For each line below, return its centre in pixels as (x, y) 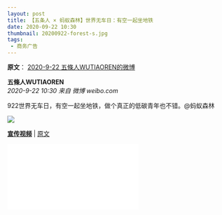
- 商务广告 (24, 46)
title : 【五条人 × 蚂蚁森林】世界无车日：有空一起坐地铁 (81, 20)
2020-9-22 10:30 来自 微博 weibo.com (63, 91)
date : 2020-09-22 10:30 (42, 27)
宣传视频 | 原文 (29, 133)
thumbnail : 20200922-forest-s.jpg (58, 33)
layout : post (26, 14)
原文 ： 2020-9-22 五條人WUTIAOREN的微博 (71, 67)
